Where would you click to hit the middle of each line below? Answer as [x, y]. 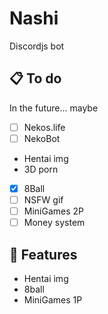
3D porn [41, 169]
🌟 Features [43, 254]
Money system [54, 223]
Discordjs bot [37, 46]
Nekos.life [44, 127]
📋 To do [35, 78]
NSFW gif [43, 199]
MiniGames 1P [53, 299]
